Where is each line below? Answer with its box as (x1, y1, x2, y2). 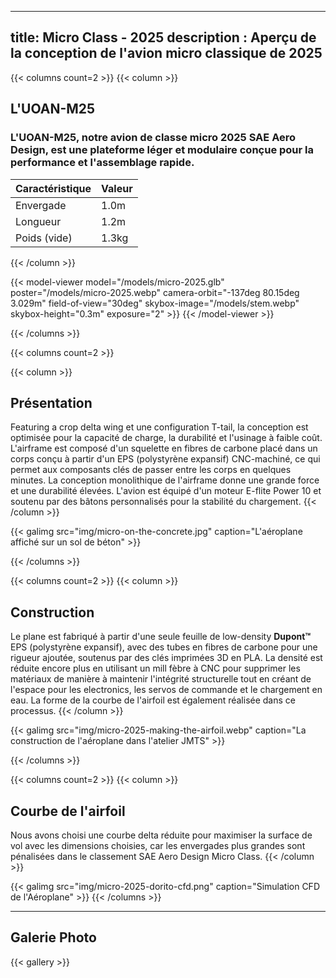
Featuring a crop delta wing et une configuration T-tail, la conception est (10, 421, 309, 433)
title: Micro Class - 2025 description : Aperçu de (10, 29, 317, 46)
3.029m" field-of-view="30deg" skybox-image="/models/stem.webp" (10, 297, 300, 309)
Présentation (10, 394, 93, 411)
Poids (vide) (15, 231, 73, 245)
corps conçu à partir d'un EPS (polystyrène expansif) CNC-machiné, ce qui (10, 453, 321, 465)
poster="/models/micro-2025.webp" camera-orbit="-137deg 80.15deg (10, 286, 300, 298)
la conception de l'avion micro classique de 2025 (10, 45, 323, 62)
